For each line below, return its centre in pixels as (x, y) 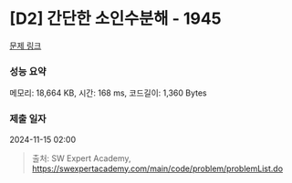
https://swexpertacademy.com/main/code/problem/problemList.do (157, 168)
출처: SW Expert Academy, (81, 158)
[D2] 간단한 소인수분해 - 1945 (115, 19)
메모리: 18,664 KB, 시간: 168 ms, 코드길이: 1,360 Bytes (108, 93)
